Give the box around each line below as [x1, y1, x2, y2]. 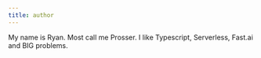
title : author [8, 11, 55, 19]
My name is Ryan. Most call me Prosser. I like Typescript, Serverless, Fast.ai [8, 32, 253, 42]
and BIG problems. [8, 40, 68, 50]
